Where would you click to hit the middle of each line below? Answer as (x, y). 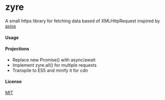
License (14, 82)
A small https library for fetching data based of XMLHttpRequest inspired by (82, 21)
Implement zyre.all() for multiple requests (54, 65)
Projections (17, 49)
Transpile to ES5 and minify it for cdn (50, 70)
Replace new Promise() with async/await (54, 60)
